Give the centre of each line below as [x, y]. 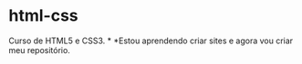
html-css [43, 16]
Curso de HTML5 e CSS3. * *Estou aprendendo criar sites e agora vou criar [151, 41]
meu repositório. [39, 50]
